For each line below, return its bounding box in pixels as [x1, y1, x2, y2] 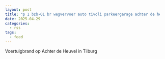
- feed [9, 35, 23, 40]
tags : [5, 30, 16, 35]
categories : [5, 21, 29, 26]
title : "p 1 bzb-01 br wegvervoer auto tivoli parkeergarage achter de [5, 12, 155, 17]
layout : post [5, 7, 32, 12]
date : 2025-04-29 [5, 16, 41, 21]
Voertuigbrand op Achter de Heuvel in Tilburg [5, 48, 97, 54]
